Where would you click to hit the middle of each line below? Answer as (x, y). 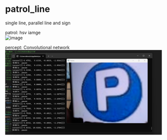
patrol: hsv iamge (23, 32)
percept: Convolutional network (38, 47)
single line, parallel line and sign (38, 23)
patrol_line (28, 9)
